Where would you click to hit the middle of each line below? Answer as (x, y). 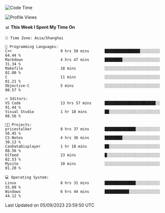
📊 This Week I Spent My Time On (40, 27)
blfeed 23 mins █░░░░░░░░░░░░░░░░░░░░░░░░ (83, 155)
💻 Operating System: (27, 177)
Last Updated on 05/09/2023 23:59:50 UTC (50, 205)
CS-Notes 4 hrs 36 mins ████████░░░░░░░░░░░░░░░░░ (83, 138)
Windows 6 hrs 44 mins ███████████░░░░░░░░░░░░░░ (83, 192)
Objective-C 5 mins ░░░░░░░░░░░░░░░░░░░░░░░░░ (83, 86)
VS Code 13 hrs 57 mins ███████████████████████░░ (83, 103)
